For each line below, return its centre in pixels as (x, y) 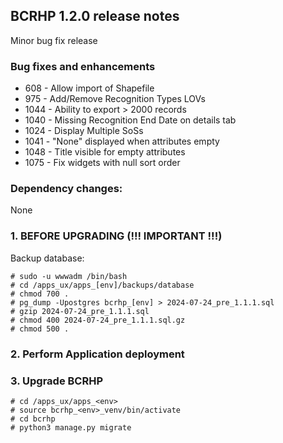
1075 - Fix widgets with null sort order (102, 163)
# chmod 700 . (40, 294)
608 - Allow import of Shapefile (89, 88)
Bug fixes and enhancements (83, 66)
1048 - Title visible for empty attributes (105, 152)
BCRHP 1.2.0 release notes (95, 16)
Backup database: (47, 258)
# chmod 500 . (40, 329)
